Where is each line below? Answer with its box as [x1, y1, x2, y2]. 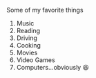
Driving [16, 34, 37, 42]
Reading [16, 27, 41, 35]
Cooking [16, 41, 41, 49]
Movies [16, 48, 38, 57]
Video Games [16, 56, 56, 64]
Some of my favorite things [6, 6, 84, 14]
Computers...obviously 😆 [16, 64, 89, 71]
